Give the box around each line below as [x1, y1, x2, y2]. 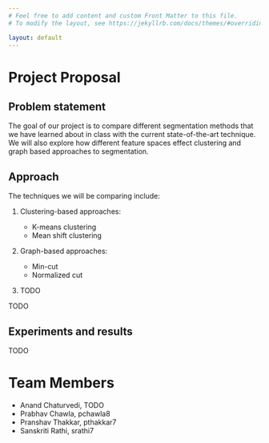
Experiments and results [8, 324, 134, 338]
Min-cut [31, 262, 58, 272]
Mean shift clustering [31, 231, 102, 240]
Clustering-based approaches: [19, 207, 122, 216]
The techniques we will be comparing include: [8, 191, 160, 201]
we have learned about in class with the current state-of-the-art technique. [8, 130, 256, 139]
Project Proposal [8, 68, 122, 87]
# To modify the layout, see [8, 19, 106, 27]
